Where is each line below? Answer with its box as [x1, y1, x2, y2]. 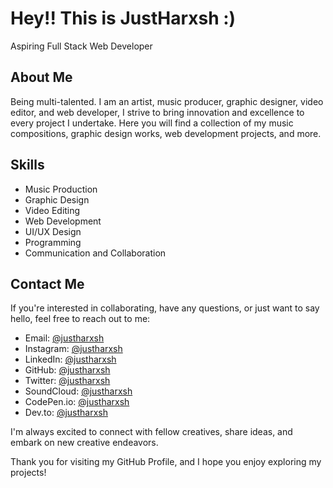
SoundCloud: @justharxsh [24, 385, 133, 397]
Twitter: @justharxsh [24, 375, 111, 387]
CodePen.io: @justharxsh [24, 396, 130, 408]
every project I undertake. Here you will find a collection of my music [10, 117, 294, 129]
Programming [24, 236, 82, 248]
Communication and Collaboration [24, 247, 167, 259]
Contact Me [10, 275, 85, 292]
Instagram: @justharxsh [24, 343, 123, 355]
